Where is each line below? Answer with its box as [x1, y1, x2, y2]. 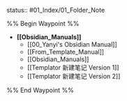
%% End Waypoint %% [6, 86, 74, 94]
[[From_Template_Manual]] [27, 48, 105, 56]
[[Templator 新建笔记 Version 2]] [27, 72, 121, 80]
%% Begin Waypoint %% [6, 20, 80, 27]
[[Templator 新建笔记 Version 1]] [27, 63, 119, 72]
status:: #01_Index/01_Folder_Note [6, 6, 105, 14]
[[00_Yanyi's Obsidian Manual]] [27, 40, 118, 48]
